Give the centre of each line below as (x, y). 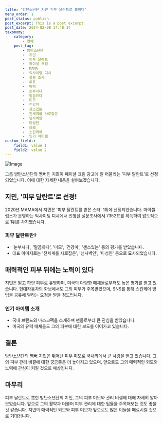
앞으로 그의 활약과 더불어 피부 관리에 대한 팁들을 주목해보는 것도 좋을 (92, 404)
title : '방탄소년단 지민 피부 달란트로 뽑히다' (46, 10)
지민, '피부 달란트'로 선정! (41, 197)
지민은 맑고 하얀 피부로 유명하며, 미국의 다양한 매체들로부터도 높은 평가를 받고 (78, 283)
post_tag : (24, 46)
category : (24, 37)
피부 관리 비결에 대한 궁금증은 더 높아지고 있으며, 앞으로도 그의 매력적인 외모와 (84, 362)
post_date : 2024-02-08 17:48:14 (38, 28)
